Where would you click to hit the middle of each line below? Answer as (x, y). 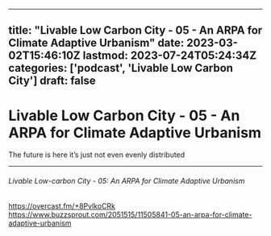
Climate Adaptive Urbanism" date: (96, 43)
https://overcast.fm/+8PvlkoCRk (62, 205)
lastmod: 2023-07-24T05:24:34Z (169, 56)
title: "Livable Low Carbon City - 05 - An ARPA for (135, 30)
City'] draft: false (52, 81)
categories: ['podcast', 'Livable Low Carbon (121, 68)
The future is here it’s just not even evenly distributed (97, 155)
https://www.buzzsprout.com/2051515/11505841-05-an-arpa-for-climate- (130, 214)
